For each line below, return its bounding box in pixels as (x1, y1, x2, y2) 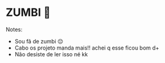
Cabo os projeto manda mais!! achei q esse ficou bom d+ (14, 44, 159, 51)
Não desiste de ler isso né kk (14, 50, 88, 57)
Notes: (6, 26, 23, 33)
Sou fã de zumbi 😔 (14, 37, 64, 45)
